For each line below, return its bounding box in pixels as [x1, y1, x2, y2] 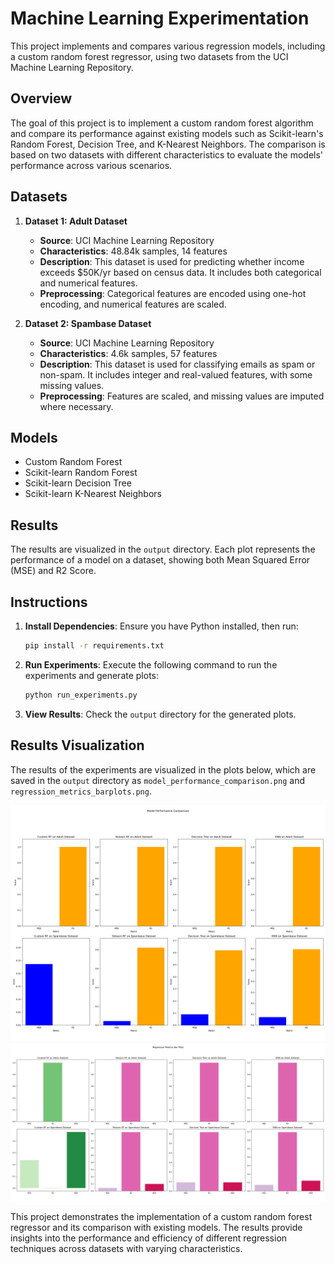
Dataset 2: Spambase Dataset [24, 317, 152, 329]
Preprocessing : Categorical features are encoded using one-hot [39, 287, 307, 299]
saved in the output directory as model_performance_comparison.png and [10, 774, 305, 786]
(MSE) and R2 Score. [10, 565, 97, 577]
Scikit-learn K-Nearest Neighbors [24, 488, 162, 500]
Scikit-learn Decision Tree [24, 477, 132, 489]
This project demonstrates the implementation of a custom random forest [10, 1210, 313, 1222]
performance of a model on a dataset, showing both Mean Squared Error [10, 554, 311, 566]
